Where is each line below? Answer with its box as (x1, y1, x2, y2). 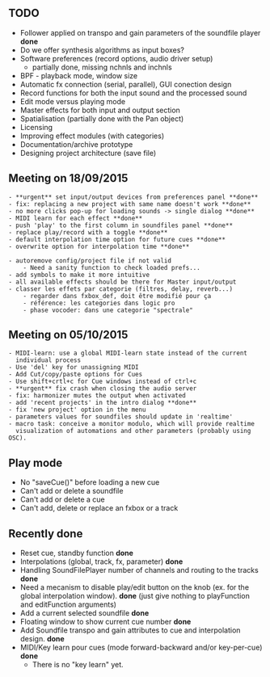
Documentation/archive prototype (19, 139, 133, 149)
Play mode (8, 456, 63, 469)
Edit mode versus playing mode (19, 96, 126, 106)
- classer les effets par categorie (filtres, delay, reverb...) (8, 284, 233, 293)
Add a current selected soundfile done (19, 608, 150, 618)
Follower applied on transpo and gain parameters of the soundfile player (19, 27, 261, 37)
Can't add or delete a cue (19, 494, 105, 504)
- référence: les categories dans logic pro (23, 299, 175, 307)
